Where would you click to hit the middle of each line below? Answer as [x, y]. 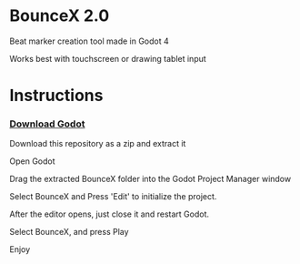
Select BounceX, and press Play [69, 232]
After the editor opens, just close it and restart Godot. [109, 214]
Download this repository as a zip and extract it [98, 144]
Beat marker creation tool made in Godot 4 [90, 41]
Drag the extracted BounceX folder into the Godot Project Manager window [150, 179]
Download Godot [47, 124]
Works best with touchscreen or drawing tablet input [108, 58]
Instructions [56, 96]
